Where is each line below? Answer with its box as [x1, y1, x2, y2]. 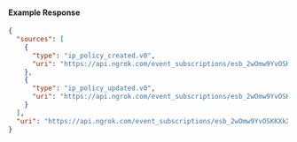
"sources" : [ [16, 35, 65, 44]
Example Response [8, 7, 81, 18]
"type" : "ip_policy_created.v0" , [31, 51, 156, 60]
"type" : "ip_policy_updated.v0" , [31, 84, 156, 93]
